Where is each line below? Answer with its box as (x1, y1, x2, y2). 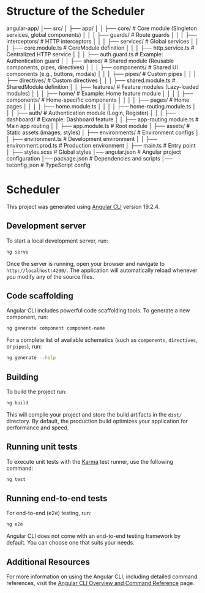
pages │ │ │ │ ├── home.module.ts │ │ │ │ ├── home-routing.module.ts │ (6, 102, 196, 110)
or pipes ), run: (6, 343, 42, 350)
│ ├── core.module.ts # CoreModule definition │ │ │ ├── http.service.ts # (6, 44, 195, 51)
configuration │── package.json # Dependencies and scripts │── (6, 154, 173, 162)
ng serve (6, 249, 29, 255)
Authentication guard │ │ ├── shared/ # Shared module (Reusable (6, 57, 174, 64)
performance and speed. (6, 424, 69, 431)
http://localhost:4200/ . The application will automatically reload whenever (6, 266, 198, 274)
